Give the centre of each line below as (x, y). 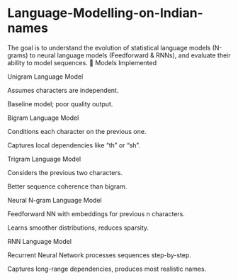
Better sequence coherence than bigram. (67, 186)
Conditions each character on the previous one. (77, 131)
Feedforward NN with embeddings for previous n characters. (96, 213)
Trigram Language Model (44, 159)
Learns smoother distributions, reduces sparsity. (78, 228)
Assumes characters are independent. (63, 90)
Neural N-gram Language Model (55, 200)
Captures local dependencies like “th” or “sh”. (74, 145)
